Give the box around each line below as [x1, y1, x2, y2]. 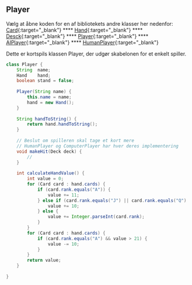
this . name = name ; [27, 94, 72, 100]
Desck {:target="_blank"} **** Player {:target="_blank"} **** [6, 32, 149, 40]
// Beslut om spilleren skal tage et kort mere [16, 138, 134, 144]
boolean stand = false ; [16, 78, 75, 84]
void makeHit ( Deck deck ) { [16, 149, 82, 154]
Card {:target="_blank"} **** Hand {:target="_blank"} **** [6, 26, 143, 33]
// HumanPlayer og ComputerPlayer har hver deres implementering [16, 143, 179, 149]
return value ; [27, 257, 61, 263]
